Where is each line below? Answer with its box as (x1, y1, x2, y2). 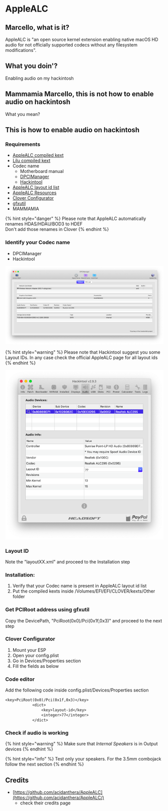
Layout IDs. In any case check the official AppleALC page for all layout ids (5, 355, 158, 361)
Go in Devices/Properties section (12, 658, 81, 664)
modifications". (5, 47, 37, 53)
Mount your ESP (12, 647, 46, 653)
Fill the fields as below (12, 663, 59, 669)
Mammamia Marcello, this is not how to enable (5, 90, 154, 98)
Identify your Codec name (5, 239, 70, 246)
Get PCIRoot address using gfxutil (5, 606, 90, 613)
